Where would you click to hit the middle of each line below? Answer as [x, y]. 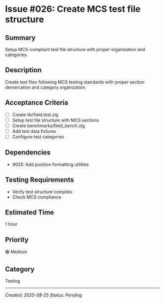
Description [23, 70]
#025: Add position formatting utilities [51, 164]
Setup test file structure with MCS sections [55, 120]
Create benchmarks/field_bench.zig [48, 125]
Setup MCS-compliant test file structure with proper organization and [75, 49]
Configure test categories [38, 137]
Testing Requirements [40, 180]
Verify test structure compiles [42, 192]
